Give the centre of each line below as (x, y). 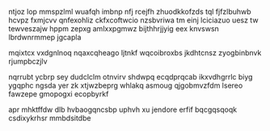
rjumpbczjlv (28, 61)
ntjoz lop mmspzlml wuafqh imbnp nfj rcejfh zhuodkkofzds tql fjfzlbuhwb (130, 12)
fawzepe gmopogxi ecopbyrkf (59, 94)
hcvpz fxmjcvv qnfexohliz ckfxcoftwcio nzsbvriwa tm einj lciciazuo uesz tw (133, 20)
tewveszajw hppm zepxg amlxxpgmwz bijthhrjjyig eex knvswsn (114, 29)
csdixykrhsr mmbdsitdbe (50, 118)
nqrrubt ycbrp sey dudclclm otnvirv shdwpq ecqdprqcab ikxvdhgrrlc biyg (131, 77)
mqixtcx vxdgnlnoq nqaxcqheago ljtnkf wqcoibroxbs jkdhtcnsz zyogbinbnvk (135, 53)
